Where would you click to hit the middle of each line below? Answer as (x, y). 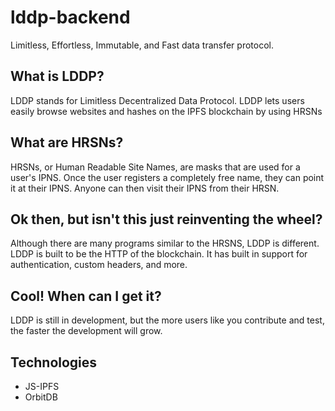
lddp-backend (70, 17)
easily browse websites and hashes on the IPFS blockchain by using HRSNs (166, 111)
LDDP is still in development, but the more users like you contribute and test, (167, 320)
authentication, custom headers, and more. (99, 265)
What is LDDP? (57, 76)
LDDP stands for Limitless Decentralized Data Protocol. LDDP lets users (157, 100)
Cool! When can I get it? (86, 296)
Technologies (54, 362)
